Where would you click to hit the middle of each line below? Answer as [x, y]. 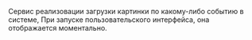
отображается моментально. [58, 28]
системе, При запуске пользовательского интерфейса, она [109, 20]
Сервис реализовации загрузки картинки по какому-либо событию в [126, 11]
